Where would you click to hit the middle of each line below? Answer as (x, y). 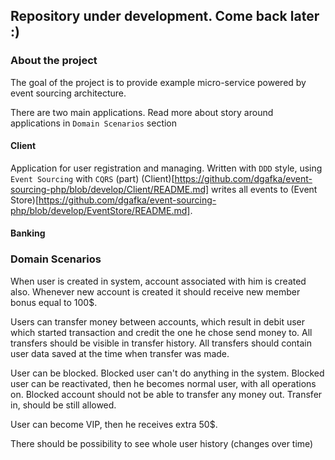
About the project (54, 61)
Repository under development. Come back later (165, 16)
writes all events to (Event (264, 189)
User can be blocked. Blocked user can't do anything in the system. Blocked (167, 373)
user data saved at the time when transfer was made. (120, 353)
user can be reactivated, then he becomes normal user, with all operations (163, 383)
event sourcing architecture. (68, 93)
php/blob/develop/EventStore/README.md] (100, 210)
